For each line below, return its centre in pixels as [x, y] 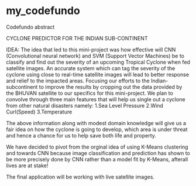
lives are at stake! [27, 166]
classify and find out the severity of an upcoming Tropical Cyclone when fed [98, 62]
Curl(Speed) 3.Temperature [39, 112]
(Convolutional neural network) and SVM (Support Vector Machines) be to [95, 56]
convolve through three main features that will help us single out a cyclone [96, 99]
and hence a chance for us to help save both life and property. [81, 135]
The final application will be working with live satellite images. [80, 177]
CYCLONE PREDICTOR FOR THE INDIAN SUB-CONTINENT [77, 38]
